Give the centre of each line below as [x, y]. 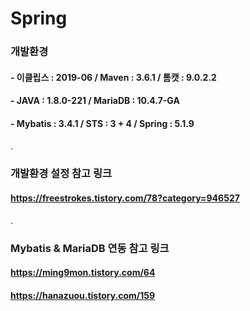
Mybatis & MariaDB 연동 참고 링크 [90, 248]
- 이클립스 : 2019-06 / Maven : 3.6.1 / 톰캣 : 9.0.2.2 [113, 77]
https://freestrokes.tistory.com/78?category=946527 [125, 198]
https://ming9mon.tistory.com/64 [83, 273]
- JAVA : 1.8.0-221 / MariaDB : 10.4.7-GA [95, 101]
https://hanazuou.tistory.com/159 [83, 295]
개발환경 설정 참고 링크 [61, 174]
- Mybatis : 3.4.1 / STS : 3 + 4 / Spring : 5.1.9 [102, 123]
